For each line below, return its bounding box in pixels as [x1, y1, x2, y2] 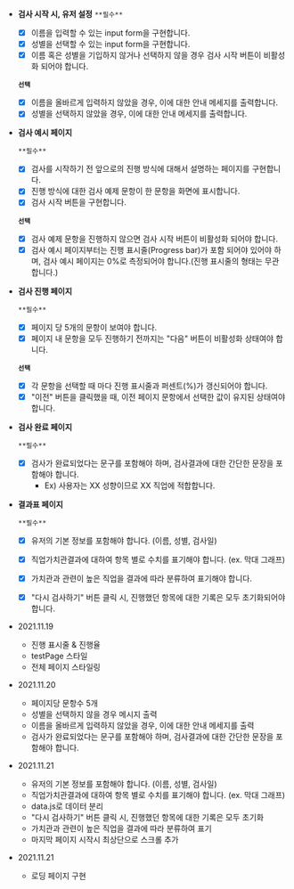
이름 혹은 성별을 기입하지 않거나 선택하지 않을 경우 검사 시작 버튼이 [30, 50, 262, 61]
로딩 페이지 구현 [30, 870, 86, 881]
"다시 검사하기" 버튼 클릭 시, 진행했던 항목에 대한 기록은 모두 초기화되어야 [30, 592, 286, 603]
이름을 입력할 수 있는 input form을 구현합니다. [30, 28, 191, 38]
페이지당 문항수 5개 [30, 698, 98, 709]
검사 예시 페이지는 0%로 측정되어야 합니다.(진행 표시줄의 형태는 [43, 256, 263, 266]
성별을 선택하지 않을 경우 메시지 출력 [30, 709, 158, 720]
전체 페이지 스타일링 [30, 662, 101, 673]
